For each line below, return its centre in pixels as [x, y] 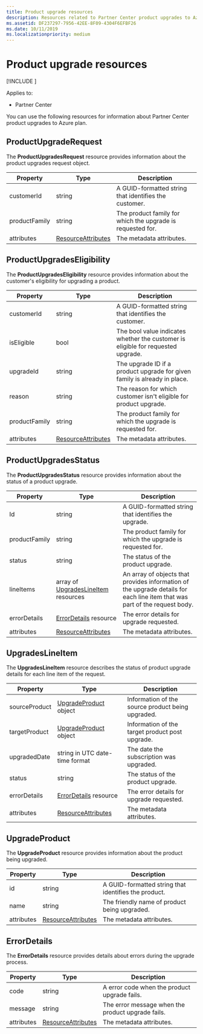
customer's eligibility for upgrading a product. [63, 281]
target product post [155, 732]
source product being [158, 707]
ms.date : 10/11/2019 [32, 29]
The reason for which [147, 389]
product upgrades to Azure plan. [47, 123]
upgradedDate [30, 757]
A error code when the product [147, 987]
